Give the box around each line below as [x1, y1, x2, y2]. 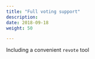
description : [6, 14, 38, 20]
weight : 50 [6, 25, 33, 31]
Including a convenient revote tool [6, 47, 90, 54]
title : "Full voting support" [6, 8, 81, 15]
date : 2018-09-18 [6, 19, 49, 25]
